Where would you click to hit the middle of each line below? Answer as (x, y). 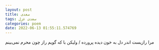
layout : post (19, 10)
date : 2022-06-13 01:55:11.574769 (41, 28)
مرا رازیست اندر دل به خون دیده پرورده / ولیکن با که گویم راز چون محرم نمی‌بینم (80, 42)
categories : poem (23, 24)
